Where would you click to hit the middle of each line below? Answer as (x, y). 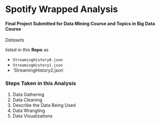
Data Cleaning (27, 100)
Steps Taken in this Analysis (41, 83)
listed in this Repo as (27, 50)
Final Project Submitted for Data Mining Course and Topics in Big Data (80, 23)
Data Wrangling (29, 110)
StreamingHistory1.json (38, 66)
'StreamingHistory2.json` (38, 70)
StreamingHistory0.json (38, 60)
